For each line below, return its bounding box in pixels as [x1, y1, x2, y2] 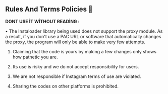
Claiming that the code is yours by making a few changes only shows [12, 48, 157, 54]
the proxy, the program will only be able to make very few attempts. [5, 39, 145, 45]
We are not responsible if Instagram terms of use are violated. [12, 73, 141, 79]
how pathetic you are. [12, 54, 58, 60]
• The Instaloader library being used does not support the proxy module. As [5, 28, 163, 34]
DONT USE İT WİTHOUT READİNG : [5, 18, 80, 24]
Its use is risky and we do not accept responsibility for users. [12, 63, 139, 69]
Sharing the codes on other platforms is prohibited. [12, 83, 119, 89]
